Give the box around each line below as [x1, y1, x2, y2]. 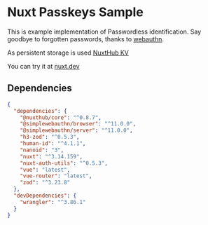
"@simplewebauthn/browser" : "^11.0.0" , [20, 121, 137, 128]
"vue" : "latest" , [20, 166, 71, 173]
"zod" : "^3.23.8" [20, 179, 71, 186]
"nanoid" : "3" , [20, 146, 64, 154]
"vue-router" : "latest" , [20, 172, 92, 179]
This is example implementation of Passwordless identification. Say [7, 27, 202, 36]
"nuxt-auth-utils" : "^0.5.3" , [20, 159, 109, 167]
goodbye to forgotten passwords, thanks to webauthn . [7, 34, 165, 43]
